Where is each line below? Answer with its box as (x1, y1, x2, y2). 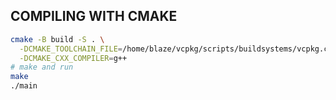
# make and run (10, 62, 74, 73)
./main (10, 81, 38, 91)
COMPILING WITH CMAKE (10, 8, 178, 25)
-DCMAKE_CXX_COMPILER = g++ (19, 53, 128, 63)
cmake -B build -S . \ (10, 34, 105, 44)
